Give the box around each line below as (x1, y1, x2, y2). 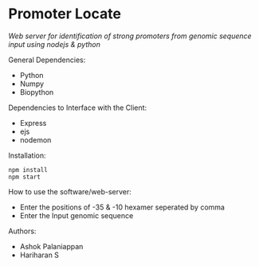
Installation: (8, 151, 46, 160)
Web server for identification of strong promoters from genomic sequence (8, 31, 253, 41)
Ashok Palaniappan (19, 241, 84, 251)
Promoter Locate (8, 5, 122, 23)
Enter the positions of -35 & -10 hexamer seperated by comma (19, 202, 226, 212)
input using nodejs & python (8, 39, 101, 49)
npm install (8, 166, 48, 174)
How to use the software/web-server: (8, 186, 131, 196)
